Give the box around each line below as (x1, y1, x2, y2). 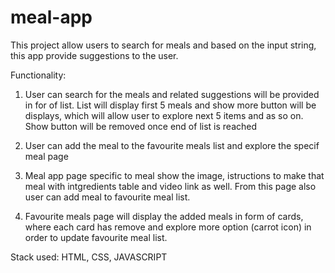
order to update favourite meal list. (24, 231, 168, 243)
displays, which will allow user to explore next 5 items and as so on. (24, 109, 304, 121)
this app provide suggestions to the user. (10, 49, 179, 61)
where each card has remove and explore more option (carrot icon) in (24, 221, 312, 233)
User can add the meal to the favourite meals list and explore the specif (24, 139, 320, 151)
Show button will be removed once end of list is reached (24, 120, 257, 132)
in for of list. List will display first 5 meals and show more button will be (24, 99, 317, 111)
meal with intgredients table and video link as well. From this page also (24, 180, 317, 192)
